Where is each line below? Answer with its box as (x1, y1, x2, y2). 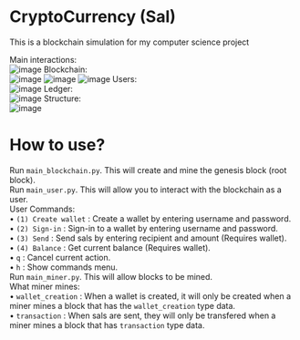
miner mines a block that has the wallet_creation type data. (9, 300, 235, 311)
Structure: (44, 93, 82, 104)
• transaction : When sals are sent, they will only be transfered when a (9, 310, 276, 321)
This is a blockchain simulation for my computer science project (9, 36, 250, 47)
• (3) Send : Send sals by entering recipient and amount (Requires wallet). (9, 232, 287, 243)
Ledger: (44, 83, 73, 94)
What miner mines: (9, 281, 80, 292)
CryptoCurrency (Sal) (9, 6, 176, 27)
